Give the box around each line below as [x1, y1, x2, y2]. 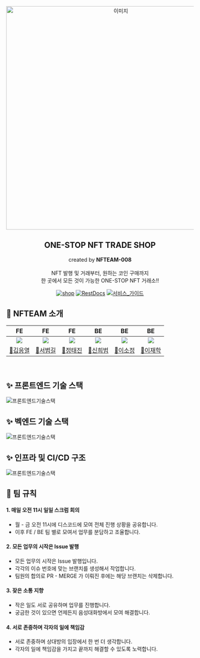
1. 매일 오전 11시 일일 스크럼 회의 [6, 507, 80, 514]
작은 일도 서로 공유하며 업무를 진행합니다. [14, 601, 111, 609]
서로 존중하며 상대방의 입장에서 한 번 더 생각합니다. [14, 638, 133, 645]
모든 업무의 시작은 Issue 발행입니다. [14, 557, 98, 564]
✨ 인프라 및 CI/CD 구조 [6, 452, 86, 463]
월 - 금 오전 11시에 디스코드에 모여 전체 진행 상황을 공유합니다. [14, 521, 158, 528]
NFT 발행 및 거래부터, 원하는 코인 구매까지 [51, 269, 149, 277]
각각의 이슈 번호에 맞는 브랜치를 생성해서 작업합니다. [14, 564, 136, 572]
